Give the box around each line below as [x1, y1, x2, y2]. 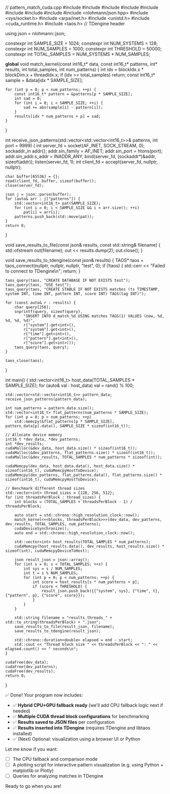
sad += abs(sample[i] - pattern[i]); [23, 105, 103, 110]
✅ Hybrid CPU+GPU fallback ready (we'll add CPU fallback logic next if [12, 702, 163, 708]
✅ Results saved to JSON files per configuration [12, 719, 115, 725]
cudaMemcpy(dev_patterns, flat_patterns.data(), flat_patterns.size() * [5, 472, 162, 478]
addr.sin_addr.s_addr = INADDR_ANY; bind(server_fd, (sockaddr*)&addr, [5, 153, 156, 160]
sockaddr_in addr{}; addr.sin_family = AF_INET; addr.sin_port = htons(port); [5, 148, 163, 154]
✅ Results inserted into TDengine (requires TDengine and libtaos [12, 725, 151, 731]
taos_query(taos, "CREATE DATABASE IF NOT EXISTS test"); [5, 278, 130, 283]
